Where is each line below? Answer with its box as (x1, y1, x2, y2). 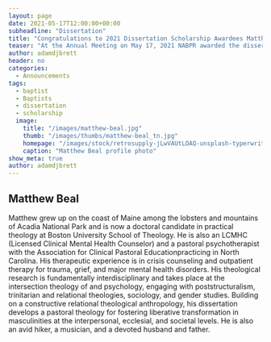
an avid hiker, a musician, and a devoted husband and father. (8, 324, 211, 334)
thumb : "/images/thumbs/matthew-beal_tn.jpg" (23, 131, 179, 140)
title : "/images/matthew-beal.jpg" (23, 124, 143, 132)
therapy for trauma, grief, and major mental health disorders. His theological (8, 264, 261, 274)
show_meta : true (8, 154, 63, 162)
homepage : (23, 139, 56, 148)
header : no (8, 57, 45, 65)
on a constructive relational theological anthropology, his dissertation (8, 298, 238, 308)
